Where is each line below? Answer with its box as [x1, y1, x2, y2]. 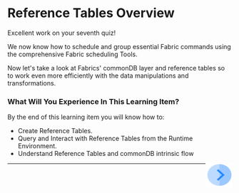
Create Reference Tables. [17, 127, 93, 135]
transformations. [7, 78, 56, 87]
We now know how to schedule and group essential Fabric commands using [7, 42, 232, 51]
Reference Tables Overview [7, 5, 175, 21]
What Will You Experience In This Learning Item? [7, 96, 180, 106]
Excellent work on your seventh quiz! [7, 28, 116, 37]
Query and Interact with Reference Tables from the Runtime [17, 134, 193, 143]
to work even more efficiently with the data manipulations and [7, 71, 189, 80]
